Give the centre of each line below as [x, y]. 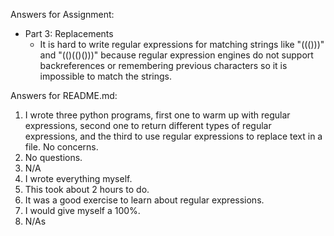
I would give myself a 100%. [82, 210]
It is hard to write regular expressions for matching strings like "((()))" [182, 44]
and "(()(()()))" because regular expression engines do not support [176, 55]
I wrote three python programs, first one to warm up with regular [157, 115]
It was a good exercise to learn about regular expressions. [144, 200]
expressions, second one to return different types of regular [148, 125]
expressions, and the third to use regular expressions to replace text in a [173, 136]
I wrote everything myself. [78, 178]
